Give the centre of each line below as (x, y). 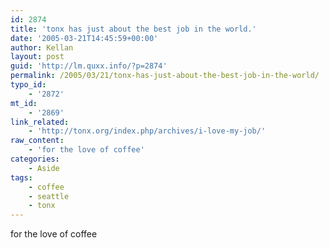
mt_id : (24, 103)
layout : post (37, 57)
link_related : (40, 122)
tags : (21, 177)
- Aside (44, 168)
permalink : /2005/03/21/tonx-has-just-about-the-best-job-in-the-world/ (165, 76)
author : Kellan (42, 47)
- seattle (49, 196)
